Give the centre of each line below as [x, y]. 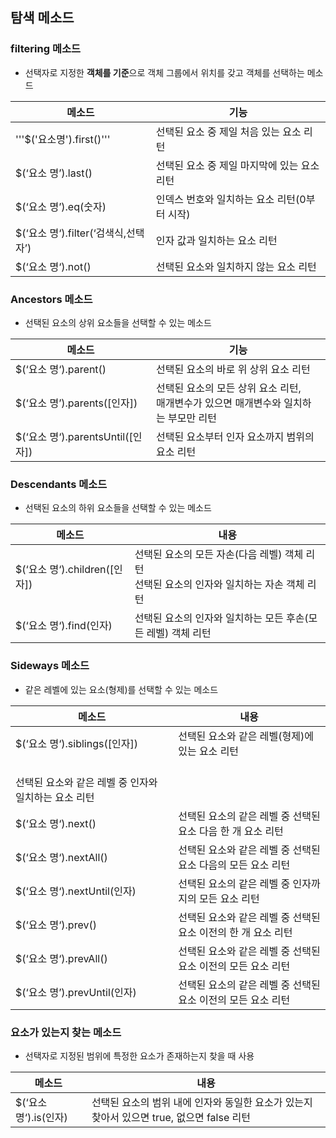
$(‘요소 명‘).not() [53, 266]
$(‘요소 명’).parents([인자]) [76, 403]
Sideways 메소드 [50, 666]
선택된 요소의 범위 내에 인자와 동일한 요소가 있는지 [202, 1102]
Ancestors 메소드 [51, 299]
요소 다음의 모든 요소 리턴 [234, 865]
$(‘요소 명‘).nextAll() [61, 857]
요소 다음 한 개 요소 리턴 [231, 831]
